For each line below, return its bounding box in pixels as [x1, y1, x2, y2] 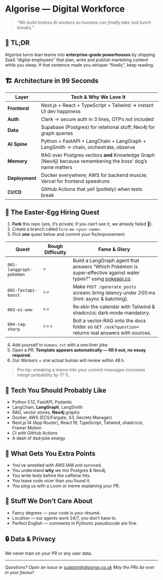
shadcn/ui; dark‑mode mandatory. [72, 310, 150, 316]
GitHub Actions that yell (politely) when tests [41, 186, 143, 193]
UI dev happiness [41, 108, 81, 115]
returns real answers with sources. [72, 330, 152, 336]
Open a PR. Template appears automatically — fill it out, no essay [12, 347, 147, 353]
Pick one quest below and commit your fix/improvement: [12, 231, 126, 237]
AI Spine [7, 141, 28, 147]
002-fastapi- [7, 288, 38, 293]
